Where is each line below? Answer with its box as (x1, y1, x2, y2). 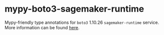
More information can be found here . (4, 24, 80, 30)
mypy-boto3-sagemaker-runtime (4, 3, 144, 15)
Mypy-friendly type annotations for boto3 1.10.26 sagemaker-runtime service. (4, 19, 159, 25)
